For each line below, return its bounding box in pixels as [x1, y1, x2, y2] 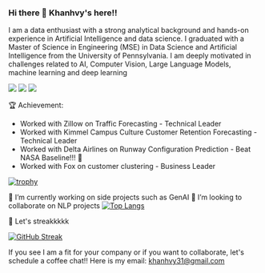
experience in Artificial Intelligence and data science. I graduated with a [8, 34, 244, 43]
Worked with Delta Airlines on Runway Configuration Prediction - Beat [19, 144, 251, 155]
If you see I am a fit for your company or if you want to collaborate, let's [8, 247, 244, 257]
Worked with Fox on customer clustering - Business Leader [19, 162, 216, 171]
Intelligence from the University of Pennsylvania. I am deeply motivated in [8, 51, 251, 61]
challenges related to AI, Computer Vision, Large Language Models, [8, 59, 231, 69]
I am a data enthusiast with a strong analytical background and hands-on [8, 26, 250, 35]
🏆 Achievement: [8, 100, 64, 110]
